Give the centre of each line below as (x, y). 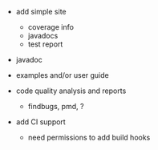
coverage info (51, 27)
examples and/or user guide (63, 75)
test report (45, 44)
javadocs (43, 36)
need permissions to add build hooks (89, 137)
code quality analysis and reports (71, 91)
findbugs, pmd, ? (56, 106)
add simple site (41, 12)
